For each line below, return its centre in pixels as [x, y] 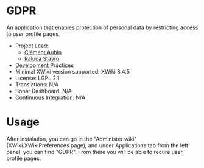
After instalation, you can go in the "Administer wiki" [72, 139]
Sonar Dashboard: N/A [43, 91]
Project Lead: [32, 46]
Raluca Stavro [42, 58]
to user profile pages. [33, 33]
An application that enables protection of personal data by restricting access [102, 27]
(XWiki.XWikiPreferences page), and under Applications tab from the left [97, 145]
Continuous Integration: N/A [50, 97]
